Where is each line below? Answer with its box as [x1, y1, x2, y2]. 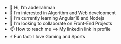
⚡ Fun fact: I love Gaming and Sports [9, 34, 86, 39]
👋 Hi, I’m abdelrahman [9, 5, 56, 10]
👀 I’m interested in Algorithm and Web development [9, 10, 116, 16]
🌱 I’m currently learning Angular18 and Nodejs [9, 15, 105, 21]
